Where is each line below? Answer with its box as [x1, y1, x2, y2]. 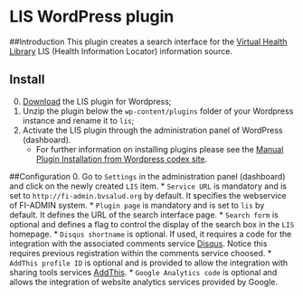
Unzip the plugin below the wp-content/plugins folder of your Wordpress [22, 106, 294, 116]
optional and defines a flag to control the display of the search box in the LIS [9, 218, 295, 229]
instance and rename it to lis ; [22, 115, 135, 125]
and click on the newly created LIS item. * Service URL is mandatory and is [9, 180, 288, 191]
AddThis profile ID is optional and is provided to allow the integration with [9, 257, 289, 268]
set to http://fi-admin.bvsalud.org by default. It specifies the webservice [9, 190, 287, 200]
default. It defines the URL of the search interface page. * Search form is [9, 209, 279, 220]
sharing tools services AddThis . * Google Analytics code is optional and [9, 266, 278, 277]
